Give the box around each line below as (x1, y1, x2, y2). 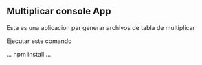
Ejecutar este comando (6, 37, 72, 45)
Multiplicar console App (6, 5, 111, 17)
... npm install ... (6, 50, 52, 58)
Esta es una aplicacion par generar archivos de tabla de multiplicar (6, 23, 195, 31)
